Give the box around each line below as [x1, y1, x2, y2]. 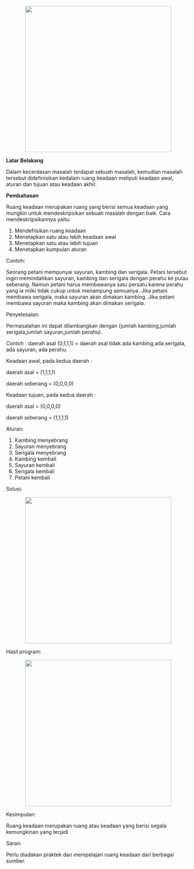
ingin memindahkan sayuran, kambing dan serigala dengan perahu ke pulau [6, 275, 189, 281]
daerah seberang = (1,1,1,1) [6, 414, 69, 421]
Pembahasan [6, 192, 39, 199]
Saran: [6, 840, 22, 847]
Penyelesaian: [6, 311, 40, 318]
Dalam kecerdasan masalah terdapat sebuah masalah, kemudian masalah [6, 169, 183, 175]
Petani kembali [14, 474, 51, 481]
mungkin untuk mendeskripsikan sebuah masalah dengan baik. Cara [6, 209, 171, 217]
